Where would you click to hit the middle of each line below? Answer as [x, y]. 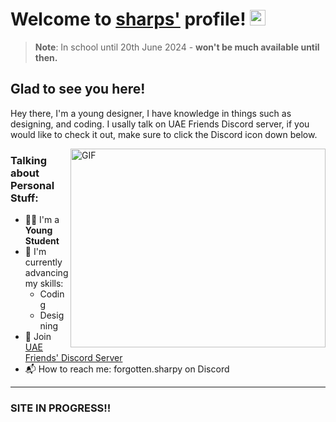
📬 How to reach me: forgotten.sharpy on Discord [127, 369]
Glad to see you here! [78, 89]
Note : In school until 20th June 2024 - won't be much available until [177, 47]
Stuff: [24, 198]
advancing [46, 273]
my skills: [44, 284]
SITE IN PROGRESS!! [61, 408]
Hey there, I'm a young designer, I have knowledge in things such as [151, 113]
